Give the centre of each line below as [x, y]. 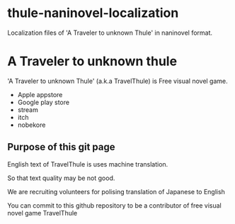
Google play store [43, 102]
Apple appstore [40, 94]
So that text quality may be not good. [61, 178]
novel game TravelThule [42, 213]
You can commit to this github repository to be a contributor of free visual [114, 205]
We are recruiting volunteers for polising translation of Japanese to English [116, 191]
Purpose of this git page [61, 147]
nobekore [31, 125]
